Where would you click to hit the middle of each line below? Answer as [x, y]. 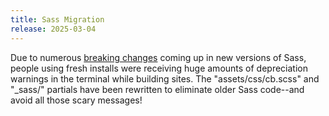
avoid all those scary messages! [76, 100]
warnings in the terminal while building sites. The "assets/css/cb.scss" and [165, 78]
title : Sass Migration [57, 19]
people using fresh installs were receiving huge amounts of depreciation [159, 68]
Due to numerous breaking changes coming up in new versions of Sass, [158, 57]
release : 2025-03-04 [53, 29]
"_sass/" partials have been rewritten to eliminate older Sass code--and [157, 89]
